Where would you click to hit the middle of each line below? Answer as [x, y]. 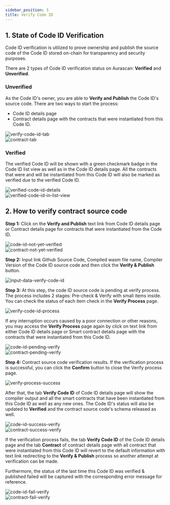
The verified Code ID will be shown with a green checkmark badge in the [81, 164]
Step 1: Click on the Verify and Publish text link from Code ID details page [83, 223]
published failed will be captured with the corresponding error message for [84, 476]
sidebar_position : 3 [27, 10]
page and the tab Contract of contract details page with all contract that [81, 445]
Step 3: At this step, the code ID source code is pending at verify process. [83, 290]
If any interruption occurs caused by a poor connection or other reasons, [81, 321]
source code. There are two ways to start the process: [62, 103]
